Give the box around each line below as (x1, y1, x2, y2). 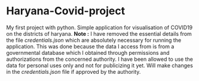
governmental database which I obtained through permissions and (6, 49, 170, 56)
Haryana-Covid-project (6, 4, 125, 18)
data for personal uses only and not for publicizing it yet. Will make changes (6, 61, 193, 69)
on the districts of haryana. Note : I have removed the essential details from (6, 30, 192, 37)
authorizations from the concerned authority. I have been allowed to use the (6, 55, 193, 63)
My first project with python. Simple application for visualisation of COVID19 (6, 24, 193, 31)
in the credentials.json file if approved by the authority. (6, 68, 141, 75)
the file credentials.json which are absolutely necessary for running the (6, 36, 182, 43)
